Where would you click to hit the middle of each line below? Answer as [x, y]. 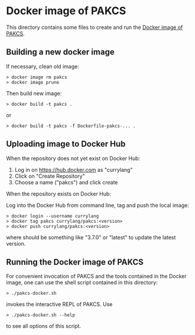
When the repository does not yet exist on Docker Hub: [73, 158]
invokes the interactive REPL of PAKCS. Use [59, 304]
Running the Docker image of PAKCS [75, 262]
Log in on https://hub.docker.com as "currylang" [74, 170]
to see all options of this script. [44, 326]
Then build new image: [34, 93]
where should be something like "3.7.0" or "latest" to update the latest [91, 237]
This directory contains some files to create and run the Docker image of [95, 27]
